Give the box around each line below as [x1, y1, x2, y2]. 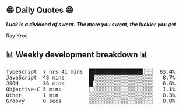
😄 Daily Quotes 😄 [6, 5, 74, 15]
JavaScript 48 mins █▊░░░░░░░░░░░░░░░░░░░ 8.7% [6, 74, 176, 81]
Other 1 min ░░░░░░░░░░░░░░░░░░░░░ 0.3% [6, 91, 176, 98]
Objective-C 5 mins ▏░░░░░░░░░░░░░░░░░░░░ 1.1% [6, 85, 176, 92]
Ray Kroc [6, 32, 28, 39]
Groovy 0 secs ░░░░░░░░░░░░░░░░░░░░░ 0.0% [6, 97, 176, 104]
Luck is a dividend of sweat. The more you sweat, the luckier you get [6, 20, 176, 27]
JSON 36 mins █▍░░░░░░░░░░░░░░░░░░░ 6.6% [6, 80, 176, 87]
